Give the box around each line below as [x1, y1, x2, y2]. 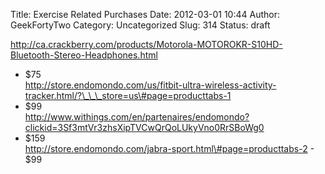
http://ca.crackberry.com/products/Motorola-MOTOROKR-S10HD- [10, 39, 283, 50]
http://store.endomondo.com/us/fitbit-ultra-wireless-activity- [24, 79, 277, 91]
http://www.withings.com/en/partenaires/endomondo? [24, 111, 250, 123]
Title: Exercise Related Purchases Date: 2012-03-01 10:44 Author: [10, 9, 281, 20]
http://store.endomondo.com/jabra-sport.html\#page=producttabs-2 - [24, 143, 315, 154]
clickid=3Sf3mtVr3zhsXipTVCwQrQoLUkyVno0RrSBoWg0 [24, 122, 265, 133]
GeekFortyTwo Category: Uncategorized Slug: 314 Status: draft [10, 19, 271, 31]
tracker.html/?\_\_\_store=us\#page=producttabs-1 [24, 90, 232, 101]
